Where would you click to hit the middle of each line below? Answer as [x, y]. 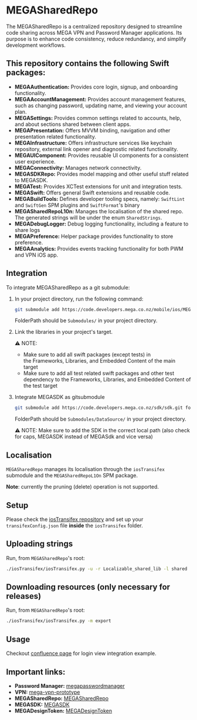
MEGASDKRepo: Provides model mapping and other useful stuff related [101, 174]
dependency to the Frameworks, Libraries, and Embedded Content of [107, 380]
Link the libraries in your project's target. [64, 332]
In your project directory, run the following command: [79, 299]
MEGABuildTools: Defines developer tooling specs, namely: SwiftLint [100, 199]
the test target [40, 386]
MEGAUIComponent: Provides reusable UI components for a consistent [101, 155]
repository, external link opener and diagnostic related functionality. [96, 149]
